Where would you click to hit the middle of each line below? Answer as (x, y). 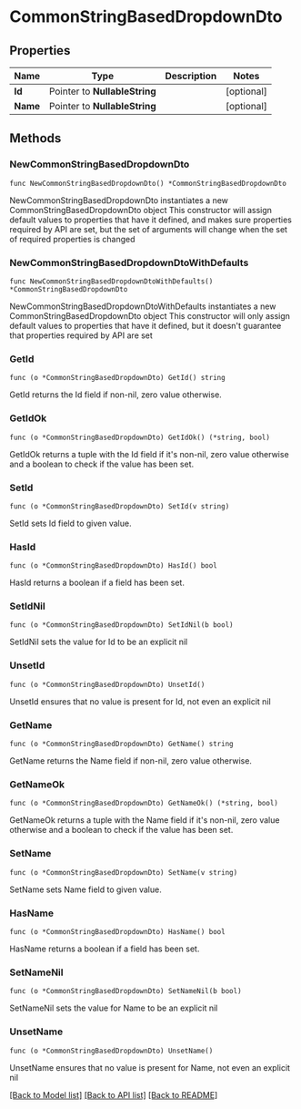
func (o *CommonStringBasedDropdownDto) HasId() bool (114, 566)
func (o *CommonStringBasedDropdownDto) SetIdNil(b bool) (121, 625)
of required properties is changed (72, 239)
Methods (35, 139)
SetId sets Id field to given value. (70, 523)
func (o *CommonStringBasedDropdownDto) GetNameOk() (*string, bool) (144, 804)
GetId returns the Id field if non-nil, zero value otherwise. (116, 395)
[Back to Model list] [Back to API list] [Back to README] (114, 1094)
